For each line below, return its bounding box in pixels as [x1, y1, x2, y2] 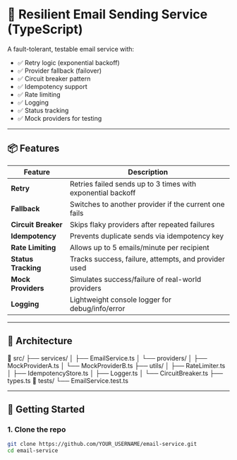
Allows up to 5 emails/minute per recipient [69, 242, 209, 252]
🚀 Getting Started [7, 403, 85, 415]
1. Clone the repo [7, 424, 66, 434]
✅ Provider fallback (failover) [17, 66, 102, 75]
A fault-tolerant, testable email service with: [7, 45, 135, 53]
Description [128, 167, 169, 177]
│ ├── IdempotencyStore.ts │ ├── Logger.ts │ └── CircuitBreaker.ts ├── [7, 369, 224, 377]
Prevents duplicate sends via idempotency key [69, 231, 224, 241]
